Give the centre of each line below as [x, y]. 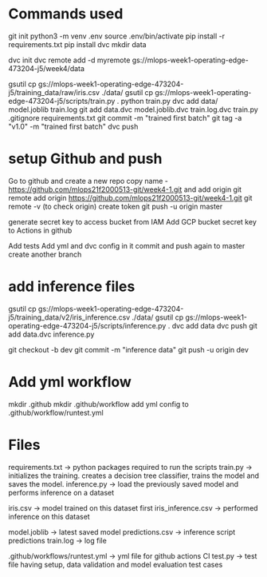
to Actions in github [40, 230]
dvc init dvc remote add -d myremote [69, 60]
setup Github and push [85, 159]
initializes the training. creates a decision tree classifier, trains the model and [134, 476]
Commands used [66, 14]
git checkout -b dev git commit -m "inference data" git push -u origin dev [129, 349]
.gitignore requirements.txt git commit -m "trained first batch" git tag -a [125, 117]
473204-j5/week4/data [47, 68]
